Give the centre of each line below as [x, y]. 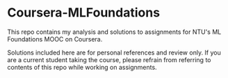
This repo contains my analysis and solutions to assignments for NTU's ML [114, 32]
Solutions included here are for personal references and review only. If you [114, 52]
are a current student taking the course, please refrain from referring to [109, 59]
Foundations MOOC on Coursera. [55, 39]
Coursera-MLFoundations [84, 13]
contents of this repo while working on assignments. [82, 67]
